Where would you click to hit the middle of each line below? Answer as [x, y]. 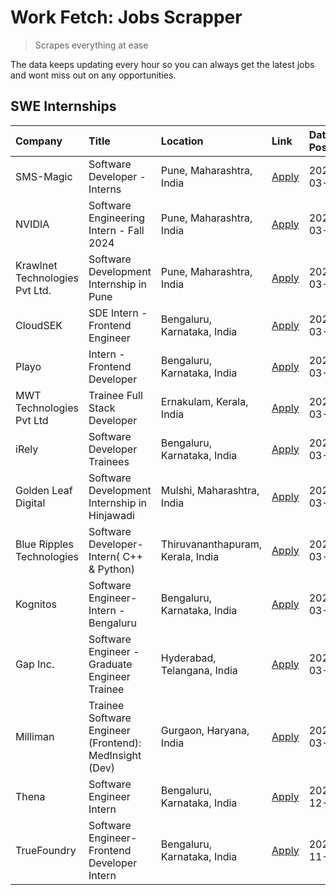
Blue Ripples [44, 544]
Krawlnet [36, 265]
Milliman [35, 736]
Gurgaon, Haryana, [205, 730]
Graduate [110, 664]
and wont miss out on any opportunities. [93, 75]
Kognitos [36, 604]
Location [182, 141]
